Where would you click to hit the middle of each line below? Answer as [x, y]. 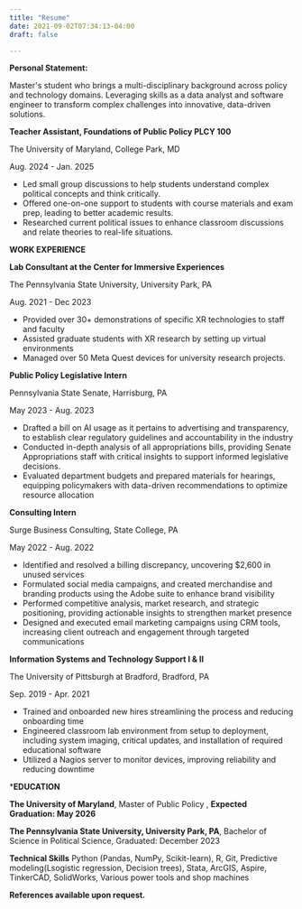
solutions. [27, 115]
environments [48, 348]
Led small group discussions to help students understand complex [146, 184]
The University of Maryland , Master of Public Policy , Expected [128, 804]
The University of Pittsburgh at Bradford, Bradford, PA [110, 677]
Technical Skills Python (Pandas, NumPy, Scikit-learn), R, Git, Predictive [143, 858]
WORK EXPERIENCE [48, 250]
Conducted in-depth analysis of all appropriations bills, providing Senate [156, 447]
